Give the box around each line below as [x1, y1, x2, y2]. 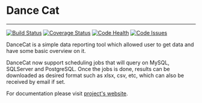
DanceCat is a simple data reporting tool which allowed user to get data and [6, 40, 194, 48]
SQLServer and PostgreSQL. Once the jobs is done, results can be [6, 65, 170, 72]
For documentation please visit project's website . [6, 90, 128, 97]
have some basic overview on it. [6, 47, 86, 54]
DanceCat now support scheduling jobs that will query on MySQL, [6, 58, 170, 66]
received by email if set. [6, 78, 66, 85]
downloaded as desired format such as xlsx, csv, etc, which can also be [6, 72, 185, 79]
